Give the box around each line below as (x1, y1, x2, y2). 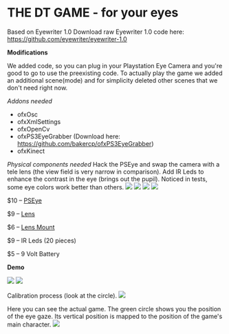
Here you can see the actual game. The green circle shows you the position (7, 304, 221, 313)
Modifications (7, 48, 48, 56)
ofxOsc (17, 110, 39, 118)
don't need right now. (7, 83, 68, 92)
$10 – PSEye (7, 196, 43, 205)
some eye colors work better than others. (7, 182, 124, 191)
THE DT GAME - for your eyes (7, 5, 179, 21)
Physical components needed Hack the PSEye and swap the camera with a (7, 160, 220, 168)
